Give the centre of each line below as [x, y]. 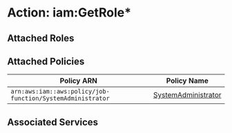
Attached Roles [41, 38]
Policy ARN [79, 81]
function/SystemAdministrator [60, 99]
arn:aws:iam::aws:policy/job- [60, 92]
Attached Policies [46, 61]
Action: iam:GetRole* [69, 13]
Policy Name [187, 81]
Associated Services [53, 122]
